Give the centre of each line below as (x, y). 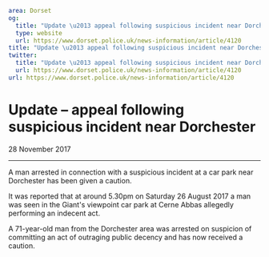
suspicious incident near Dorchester (132, 126)
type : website (39, 33)
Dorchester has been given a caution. (70, 180)
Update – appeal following (96, 109)
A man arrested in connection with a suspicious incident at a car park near (131, 172)
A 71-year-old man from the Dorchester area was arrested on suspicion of (130, 228)
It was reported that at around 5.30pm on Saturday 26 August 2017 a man (130, 196)
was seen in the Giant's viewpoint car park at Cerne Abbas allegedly (121, 204)
